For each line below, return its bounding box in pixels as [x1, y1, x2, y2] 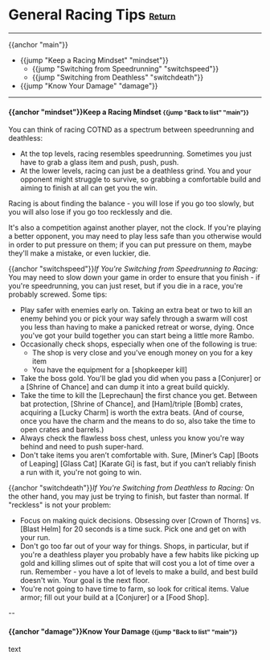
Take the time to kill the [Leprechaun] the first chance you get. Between [19, 391, 258, 400]
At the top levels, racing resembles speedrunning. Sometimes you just [19, 149, 252, 158]
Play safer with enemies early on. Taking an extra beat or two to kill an [19, 305, 253, 315]
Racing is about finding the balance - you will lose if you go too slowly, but [8, 199, 255, 208]
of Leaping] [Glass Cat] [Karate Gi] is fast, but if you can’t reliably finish [19, 459, 256, 469]
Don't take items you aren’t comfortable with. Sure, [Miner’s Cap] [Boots [19, 450, 259, 460]
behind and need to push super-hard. [19, 442, 145, 452]
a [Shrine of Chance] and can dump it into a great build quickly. [19, 382, 231, 391]
